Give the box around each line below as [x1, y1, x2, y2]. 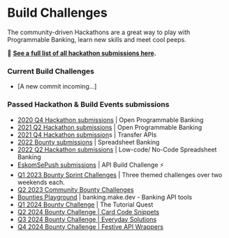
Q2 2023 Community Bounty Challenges [17, 185, 134, 193]
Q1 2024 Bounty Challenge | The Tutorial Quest [17, 200, 154, 209]
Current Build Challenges [7, 66, 95, 76]
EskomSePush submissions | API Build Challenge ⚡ [17, 161, 164, 169]
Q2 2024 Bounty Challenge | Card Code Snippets [17, 207, 159, 216]
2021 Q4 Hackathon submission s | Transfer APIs [17, 131, 157, 139]
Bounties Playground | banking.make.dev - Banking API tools [17, 193, 193, 201]
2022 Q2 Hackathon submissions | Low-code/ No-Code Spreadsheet [17, 145, 217, 154]
